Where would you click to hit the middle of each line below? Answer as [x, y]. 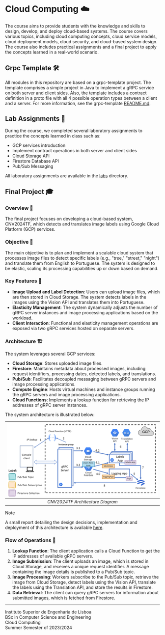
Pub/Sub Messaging [33, 166]
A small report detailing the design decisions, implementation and [71, 522]
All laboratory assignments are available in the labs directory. [67, 176]
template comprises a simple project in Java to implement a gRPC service [80, 87]
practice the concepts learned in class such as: [53, 136]
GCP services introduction [39, 145]
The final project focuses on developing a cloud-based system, [69, 219]
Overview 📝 [19, 208]
